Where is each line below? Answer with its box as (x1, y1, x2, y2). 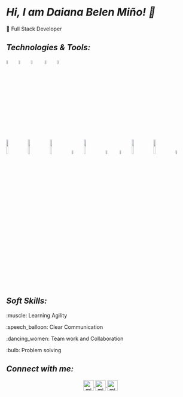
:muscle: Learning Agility (6, 312, 68, 319)
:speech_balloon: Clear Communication (6, 323, 103, 331)
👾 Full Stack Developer (6, 25, 62, 32)
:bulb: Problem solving (6, 346, 62, 353)
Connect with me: (6, 364, 74, 374)
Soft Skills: (6, 296, 47, 306)
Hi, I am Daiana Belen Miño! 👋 (6, 5, 155, 19)
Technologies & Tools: (6, 42, 91, 53)
